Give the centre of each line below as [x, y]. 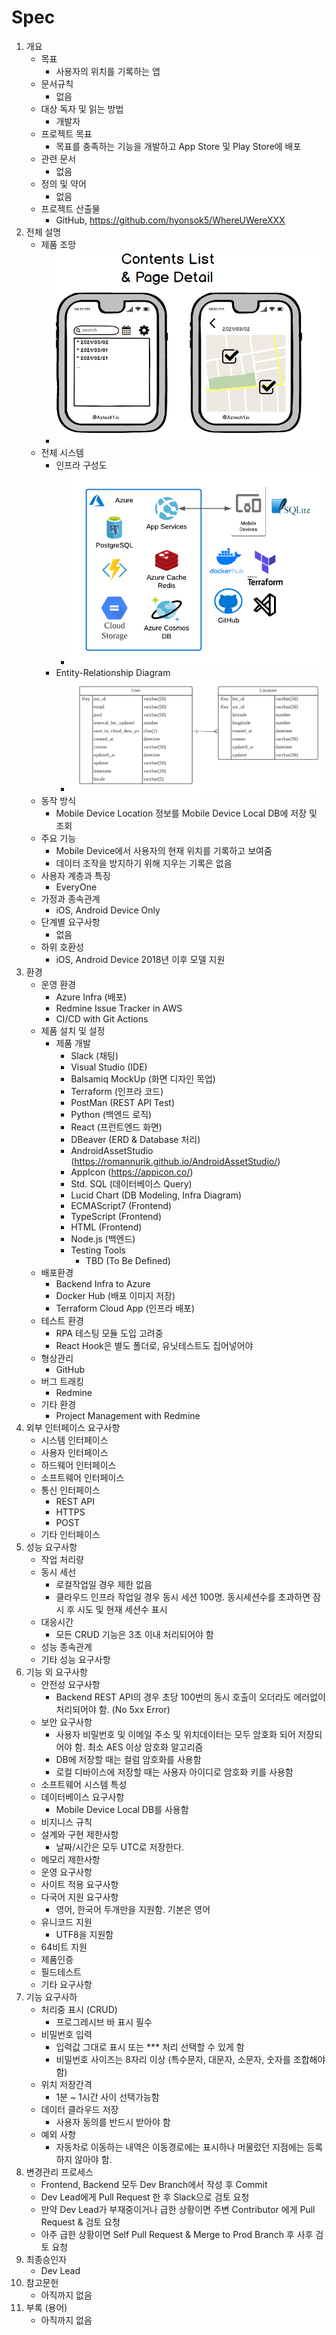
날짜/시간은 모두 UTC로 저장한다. [120, 1847]
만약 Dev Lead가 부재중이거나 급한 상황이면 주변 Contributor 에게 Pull [178, 2209]
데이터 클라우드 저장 [79, 2109]
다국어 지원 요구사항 [79, 1897]
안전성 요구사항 [70, 1684]
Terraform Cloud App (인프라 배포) [125, 1308]
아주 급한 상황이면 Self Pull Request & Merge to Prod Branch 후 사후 [177, 2234]
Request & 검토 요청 [80, 2222]
